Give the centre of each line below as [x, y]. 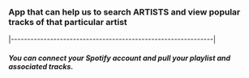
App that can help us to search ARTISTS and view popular [124, 12]
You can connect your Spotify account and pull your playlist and [120, 58]
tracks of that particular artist [68, 22]
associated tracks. [41, 66]
